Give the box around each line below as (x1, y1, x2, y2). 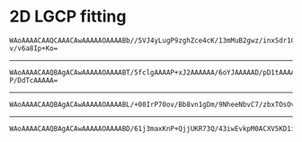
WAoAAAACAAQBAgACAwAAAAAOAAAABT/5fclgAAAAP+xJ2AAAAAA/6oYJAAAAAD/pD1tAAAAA (9, 67, 299, 77)
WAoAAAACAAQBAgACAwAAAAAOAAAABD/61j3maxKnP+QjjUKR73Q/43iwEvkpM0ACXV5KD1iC (9, 124, 299, 133)
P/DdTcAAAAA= (9, 75, 58, 84)
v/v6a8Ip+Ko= (9, 43, 58, 53)
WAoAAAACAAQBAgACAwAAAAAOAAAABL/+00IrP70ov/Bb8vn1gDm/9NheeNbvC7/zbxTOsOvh (9, 100, 299, 109)
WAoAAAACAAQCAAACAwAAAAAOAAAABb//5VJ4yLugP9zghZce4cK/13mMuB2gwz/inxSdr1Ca (9, 36, 299, 45)
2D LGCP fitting (9, 6, 127, 27)
